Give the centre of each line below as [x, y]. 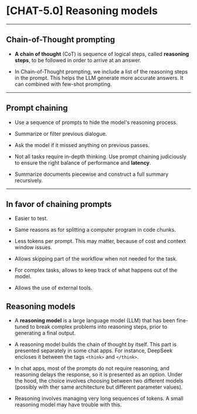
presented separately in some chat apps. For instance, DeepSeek [94, 350]
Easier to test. [31, 218]
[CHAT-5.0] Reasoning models [82, 11]
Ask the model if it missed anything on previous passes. [82, 145]
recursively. [28, 180]
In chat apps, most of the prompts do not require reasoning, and [92, 368]
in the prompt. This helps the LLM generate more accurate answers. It [99, 78]
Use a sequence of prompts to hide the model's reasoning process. [96, 122]
